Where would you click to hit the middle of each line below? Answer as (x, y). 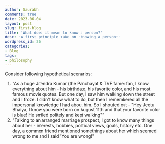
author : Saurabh (22, 10)
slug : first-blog (23, 28)
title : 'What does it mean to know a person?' (54, 33)
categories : (17, 46)
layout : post (19, 23)
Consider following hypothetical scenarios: (49, 74)
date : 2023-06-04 (23, 19)
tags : (11, 55)
